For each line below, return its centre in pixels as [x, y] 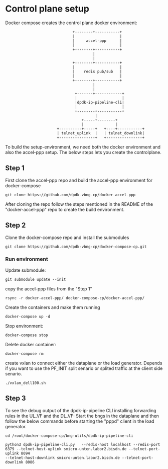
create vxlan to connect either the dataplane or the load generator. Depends [84, 363]
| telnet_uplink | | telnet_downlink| [101, 133]
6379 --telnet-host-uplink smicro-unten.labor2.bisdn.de [66, 449]
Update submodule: [26, 270]
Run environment [27, 259]
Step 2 [16, 225]
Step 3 [16, 398]
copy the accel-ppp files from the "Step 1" [49, 289]
